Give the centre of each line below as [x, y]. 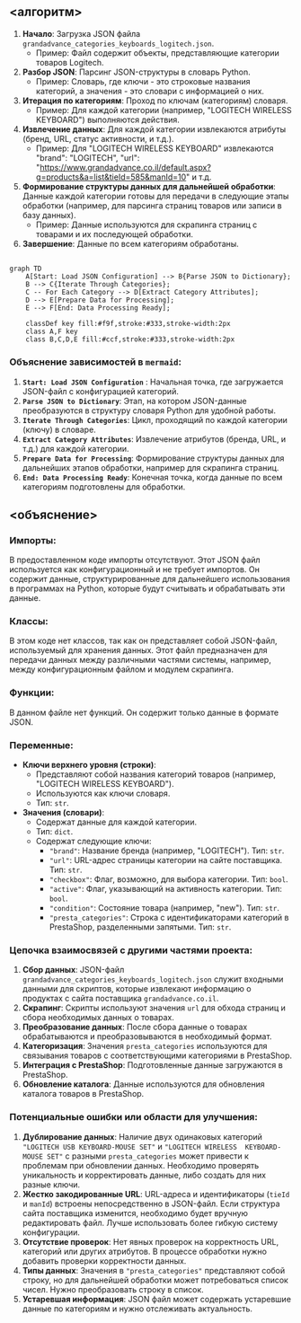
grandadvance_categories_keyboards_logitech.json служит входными [153, 979]
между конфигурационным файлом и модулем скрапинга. [122, 669]
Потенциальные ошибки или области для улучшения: [134, 1117]
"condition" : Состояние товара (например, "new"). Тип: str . [164, 908]
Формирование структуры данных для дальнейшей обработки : [149, 186]
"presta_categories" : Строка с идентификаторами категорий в [169, 918]
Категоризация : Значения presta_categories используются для [145, 1046]
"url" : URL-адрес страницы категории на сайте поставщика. [166, 860]
